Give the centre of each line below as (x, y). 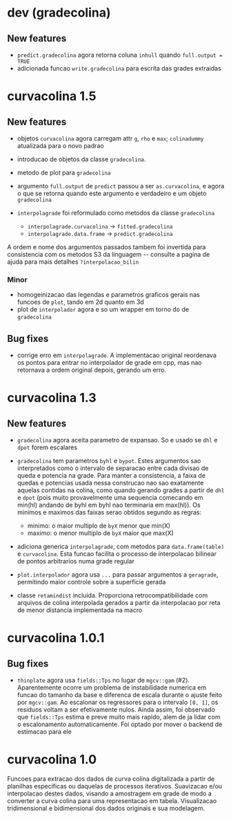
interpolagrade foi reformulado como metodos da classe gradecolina (116, 213)
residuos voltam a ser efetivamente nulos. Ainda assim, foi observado (116, 710)
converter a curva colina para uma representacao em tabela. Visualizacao (112, 801)
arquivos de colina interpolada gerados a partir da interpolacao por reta (119, 603)
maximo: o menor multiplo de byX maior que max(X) (101, 533)
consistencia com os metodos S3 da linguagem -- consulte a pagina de (109, 254)
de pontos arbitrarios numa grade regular (76, 561)
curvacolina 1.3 (52, 398)
